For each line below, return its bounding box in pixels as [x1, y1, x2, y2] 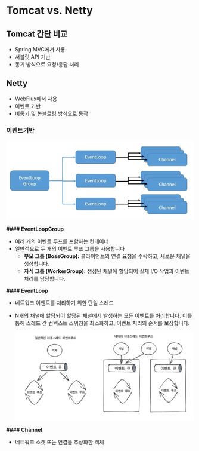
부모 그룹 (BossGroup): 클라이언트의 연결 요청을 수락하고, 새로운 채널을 [23, 252, 191, 260]
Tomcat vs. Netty [6, 4, 94, 17]
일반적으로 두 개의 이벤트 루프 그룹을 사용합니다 [14, 245, 125, 252]
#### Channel [6, 427, 43, 434]
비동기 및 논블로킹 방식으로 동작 [14, 110, 88, 117]
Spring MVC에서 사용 [14, 46, 66, 53]
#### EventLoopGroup [6, 225, 64, 232]
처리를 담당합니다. [23, 275, 66, 282]
